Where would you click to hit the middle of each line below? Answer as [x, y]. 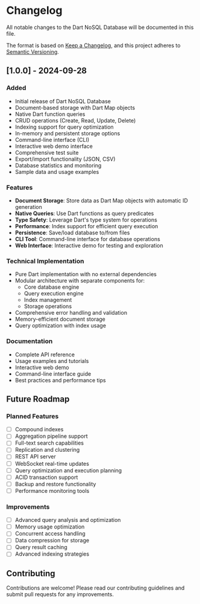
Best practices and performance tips [61, 380]
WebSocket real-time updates [52, 463]
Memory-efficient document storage [60, 319]
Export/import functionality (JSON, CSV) [65, 159]
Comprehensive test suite [47, 152]
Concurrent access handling [50, 534]
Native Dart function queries [50, 114]
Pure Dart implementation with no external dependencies [86, 274]
